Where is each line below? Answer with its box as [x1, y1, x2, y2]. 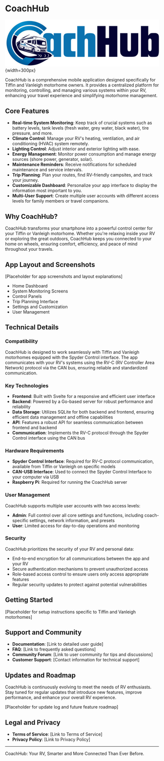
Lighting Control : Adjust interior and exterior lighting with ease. [12, 146, 140, 152]
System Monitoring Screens [12, 288, 68, 294]
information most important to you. [12, 187, 82, 194]
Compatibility [5, 338, 38, 345]
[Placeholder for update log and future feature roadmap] [5, 704, 119, 710]
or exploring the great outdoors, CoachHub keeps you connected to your [5, 236, 152, 242]
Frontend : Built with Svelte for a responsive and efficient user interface [12, 393, 155, 399]
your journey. [12, 177, 39, 183]
